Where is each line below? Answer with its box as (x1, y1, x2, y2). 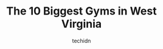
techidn (72, 37, 91, 44)
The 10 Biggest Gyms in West (6, 4, 157, 18)
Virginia (61, 17, 102, 31)
